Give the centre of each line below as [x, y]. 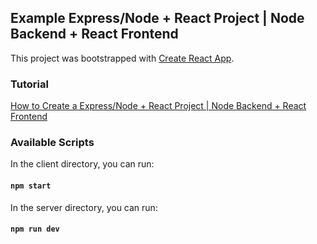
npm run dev [35, 229]
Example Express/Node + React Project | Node [157, 18]
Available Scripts [52, 143]
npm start [31, 186]
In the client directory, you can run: [82, 164]
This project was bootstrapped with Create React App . [122, 58]
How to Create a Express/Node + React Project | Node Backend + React [158, 106]
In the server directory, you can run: [84, 207]
